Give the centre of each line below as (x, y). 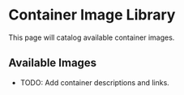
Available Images (53, 63)
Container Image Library (92, 15)
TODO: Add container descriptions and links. (95, 82)
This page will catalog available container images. (92, 37)
